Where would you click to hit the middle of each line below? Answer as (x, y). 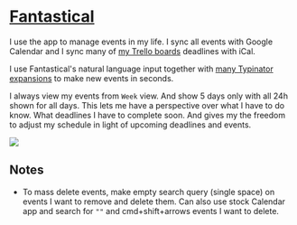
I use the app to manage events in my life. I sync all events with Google (141, 42)
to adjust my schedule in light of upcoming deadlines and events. (130, 125)
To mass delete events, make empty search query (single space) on (148, 192)
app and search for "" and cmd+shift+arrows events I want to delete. (151, 211)
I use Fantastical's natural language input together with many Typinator (141, 69)
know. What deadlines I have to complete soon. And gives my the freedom (148, 115)
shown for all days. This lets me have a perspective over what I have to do (147, 105)
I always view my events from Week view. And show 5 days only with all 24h (149, 96)
